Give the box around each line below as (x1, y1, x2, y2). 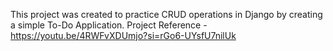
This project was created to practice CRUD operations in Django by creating (10, 9, 323, 20)
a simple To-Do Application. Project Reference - (10, 19, 208, 31)
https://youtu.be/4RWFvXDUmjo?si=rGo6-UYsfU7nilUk (10, 30, 237, 41)
